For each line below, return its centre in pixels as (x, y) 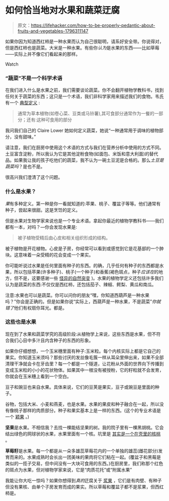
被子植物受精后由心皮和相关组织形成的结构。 (64, 237)
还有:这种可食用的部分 (49, 120)
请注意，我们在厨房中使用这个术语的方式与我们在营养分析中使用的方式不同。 (84, 147)
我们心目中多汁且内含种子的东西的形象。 (51, 340)
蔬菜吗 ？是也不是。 (25, 167)
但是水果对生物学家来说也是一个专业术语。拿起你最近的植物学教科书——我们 (84, 221)
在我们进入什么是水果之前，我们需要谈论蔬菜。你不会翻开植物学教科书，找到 (84, 90)
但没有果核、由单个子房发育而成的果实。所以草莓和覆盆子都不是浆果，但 (80, 487)
